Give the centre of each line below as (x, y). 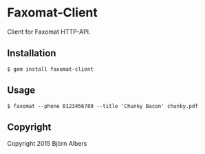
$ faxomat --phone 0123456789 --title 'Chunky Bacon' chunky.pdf (102, 106)
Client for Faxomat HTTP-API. (49, 32)
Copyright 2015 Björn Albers (47, 144)
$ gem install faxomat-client (51, 69)
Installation (32, 53)
